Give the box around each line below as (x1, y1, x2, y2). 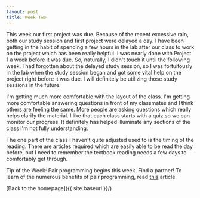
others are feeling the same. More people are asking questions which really (6, 106, 192, 113)
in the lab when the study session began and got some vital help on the (6, 69, 182, 76)
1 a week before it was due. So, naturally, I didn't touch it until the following (6, 56, 190, 63)
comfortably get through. (6, 155, 68, 162)
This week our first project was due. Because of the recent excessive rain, (6, 30, 189, 38)
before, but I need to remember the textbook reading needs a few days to (6, 148, 187, 156)
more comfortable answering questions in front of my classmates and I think (6, 99, 194, 106)
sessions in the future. (6, 81, 61, 88)
